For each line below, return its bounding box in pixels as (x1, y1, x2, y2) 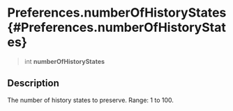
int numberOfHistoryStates (24, 57, 105, 65)
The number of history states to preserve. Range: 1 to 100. (7, 96, 174, 104)
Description (7, 78, 59, 89)
